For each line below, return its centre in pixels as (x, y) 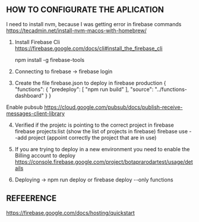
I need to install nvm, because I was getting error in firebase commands (94, 24)
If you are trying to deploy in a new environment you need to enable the (102, 149)
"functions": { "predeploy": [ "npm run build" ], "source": (84, 89)
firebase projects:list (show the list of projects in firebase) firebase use (101, 131)
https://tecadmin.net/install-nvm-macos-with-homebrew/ (76, 30)
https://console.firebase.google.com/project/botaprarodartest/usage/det (104, 162)
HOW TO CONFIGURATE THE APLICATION (85, 10)
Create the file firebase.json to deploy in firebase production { (90, 83)
